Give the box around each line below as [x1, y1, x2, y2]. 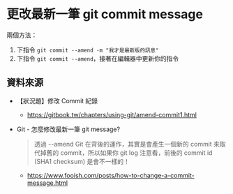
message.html [27, 179, 68, 187]
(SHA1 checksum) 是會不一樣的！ [33, 157, 130, 165]
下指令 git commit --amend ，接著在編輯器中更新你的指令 [16, 54, 179, 63]
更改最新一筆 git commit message [6, 6, 204, 22]
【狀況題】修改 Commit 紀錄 [16, 96, 98, 105]
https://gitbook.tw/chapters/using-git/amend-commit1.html [27, 110, 197, 119]
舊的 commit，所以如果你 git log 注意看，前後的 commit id [46, 148, 213, 157]
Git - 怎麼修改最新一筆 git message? [16, 125, 120, 133]
